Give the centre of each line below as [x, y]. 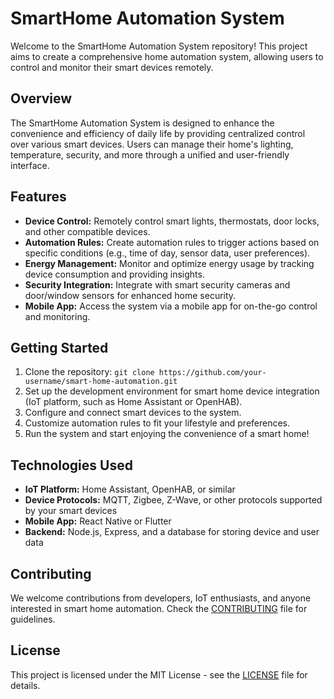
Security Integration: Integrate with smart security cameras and [157, 284]
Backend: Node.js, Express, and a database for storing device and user [172, 532]
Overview [41, 98]
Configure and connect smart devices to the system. [133, 413]
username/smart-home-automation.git [101, 382]
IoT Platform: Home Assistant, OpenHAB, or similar [130, 489]
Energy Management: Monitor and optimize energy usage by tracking [169, 263]
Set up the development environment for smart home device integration [172, 391]
